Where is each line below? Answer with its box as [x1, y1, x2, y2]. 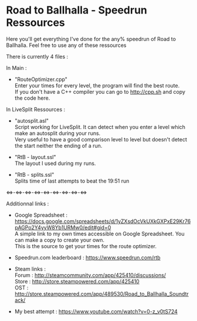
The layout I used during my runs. [14, 160, 96, 167]
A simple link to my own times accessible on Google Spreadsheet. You [14, 230, 185, 237]
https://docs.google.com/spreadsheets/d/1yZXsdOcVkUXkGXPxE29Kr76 [14, 218, 191, 225]
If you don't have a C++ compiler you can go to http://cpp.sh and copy [14, 88, 186, 95]
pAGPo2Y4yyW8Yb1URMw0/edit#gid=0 [14, 224, 111, 231]
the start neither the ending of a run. [14, 142, 103, 149]
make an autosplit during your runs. [14, 130, 101, 137]
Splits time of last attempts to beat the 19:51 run [14, 177, 130, 184]
